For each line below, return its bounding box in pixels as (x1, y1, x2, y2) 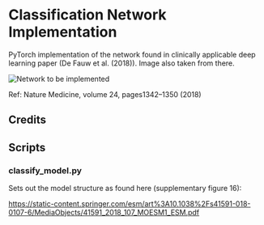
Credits (8, 113, 47, 127)
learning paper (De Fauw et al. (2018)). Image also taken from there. (8, 58, 235, 68)
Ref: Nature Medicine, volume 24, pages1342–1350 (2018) (8, 89, 202, 99)
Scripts (8, 140, 46, 155)
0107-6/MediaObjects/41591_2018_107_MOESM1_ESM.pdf (8, 208, 200, 218)
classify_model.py (8, 164, 83, 176)
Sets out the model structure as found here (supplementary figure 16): (8, 184, 242, 193)
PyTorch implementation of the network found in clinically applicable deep (8, 49, 257, 59)
